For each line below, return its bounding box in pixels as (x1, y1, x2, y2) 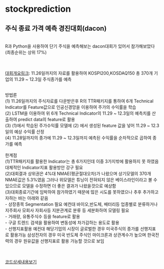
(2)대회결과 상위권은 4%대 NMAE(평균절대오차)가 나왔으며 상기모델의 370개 (5, 171, 151, 176)
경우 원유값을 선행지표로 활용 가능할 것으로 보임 (14, 238, 104, 244)
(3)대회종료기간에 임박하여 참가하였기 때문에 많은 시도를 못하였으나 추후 (5, 189, 142, 195)
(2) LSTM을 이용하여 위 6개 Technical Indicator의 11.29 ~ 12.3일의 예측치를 (5, 110, 151, 116)
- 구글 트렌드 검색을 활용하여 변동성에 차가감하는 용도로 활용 (5, 220, 119, 225)
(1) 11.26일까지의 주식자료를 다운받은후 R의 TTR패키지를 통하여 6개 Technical (5, 98, 154, 104)
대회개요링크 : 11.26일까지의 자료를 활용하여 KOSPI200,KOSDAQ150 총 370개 (5, 70, 153, 76)
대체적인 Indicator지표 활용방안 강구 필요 (5, 165, 83, 170)
